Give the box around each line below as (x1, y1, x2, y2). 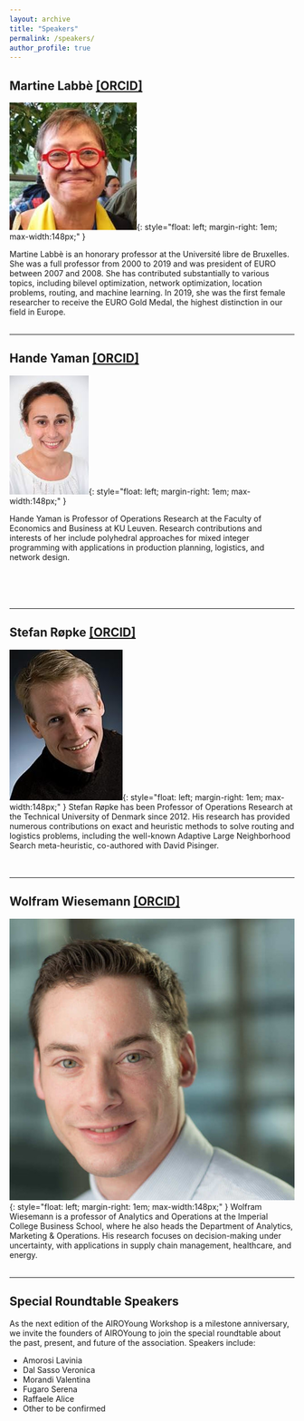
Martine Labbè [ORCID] (9, 78, 143, 93)
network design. (9, 551, 71, 562)
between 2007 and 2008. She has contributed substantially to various (9, 268, 270, 279)
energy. (9, 1250, 38, 1261)
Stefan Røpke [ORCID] (9, 625, 137, 641)
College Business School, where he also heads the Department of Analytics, (9, 1221, 294, 1232)
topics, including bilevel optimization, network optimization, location (9, 277, 262, 289)
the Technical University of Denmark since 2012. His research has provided (9, 811, 290, 822)
